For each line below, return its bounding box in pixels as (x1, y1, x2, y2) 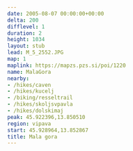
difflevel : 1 (7, 23, 45, 30)
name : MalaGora (7, 68, 52, 75)
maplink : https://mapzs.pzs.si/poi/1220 (7, 62, 127, 69)
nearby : (7, 74, 30, 82)
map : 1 (7, 56, 26, 63)
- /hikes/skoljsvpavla (7, 101, 73, 108)
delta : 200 (7, 17, 39, 24)
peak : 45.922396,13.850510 (7, 113, 86, 120)
